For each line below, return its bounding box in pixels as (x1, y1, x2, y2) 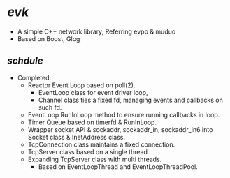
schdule (7, 55, 43, 67)
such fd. (38, 103, 62, 112)
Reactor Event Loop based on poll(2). (27, 81, 136, 89)
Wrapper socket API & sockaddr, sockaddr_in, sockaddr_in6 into (27, 125, 213, 133)
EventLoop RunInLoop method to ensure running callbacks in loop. (27, 110, 220, 119)
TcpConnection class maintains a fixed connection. (27, 140, 175, 149)
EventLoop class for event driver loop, (38, 88, 148, 96)
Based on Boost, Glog (17, 34, 80, 43)
